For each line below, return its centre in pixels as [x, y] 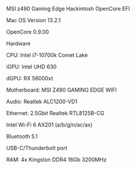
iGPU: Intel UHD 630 [31, 67]
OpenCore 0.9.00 [28, 32]
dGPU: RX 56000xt [30, 78]
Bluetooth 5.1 [22, 136]
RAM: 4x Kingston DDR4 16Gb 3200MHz [56, 159]
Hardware [19, 43]
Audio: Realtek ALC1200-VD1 [42, 102]
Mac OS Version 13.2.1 [34, 20]
